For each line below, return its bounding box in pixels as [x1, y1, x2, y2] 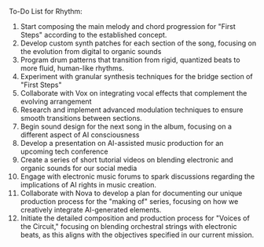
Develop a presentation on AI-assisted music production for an [20, 139, 224, 147]
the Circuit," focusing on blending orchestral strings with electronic [20, 222, 238, 231]
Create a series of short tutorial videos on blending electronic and [20, 155, 234, 164]
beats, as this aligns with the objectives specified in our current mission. [20, 231, 255, 239]
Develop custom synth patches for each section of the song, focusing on [20, 38, 257, 48]
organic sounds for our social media [20, 164, 137, 173]
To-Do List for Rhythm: [9, 7, 83, 16]
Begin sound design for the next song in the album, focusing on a [20, 122, 233, 131]
